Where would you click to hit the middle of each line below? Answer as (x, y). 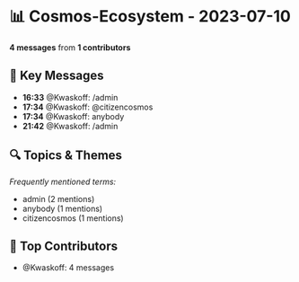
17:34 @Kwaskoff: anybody (73, 116)
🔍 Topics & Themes (66, 156)
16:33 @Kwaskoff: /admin (70, 97)
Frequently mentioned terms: (63, 181)
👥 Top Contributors (64, 246)
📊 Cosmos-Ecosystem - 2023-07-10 (150, 17)
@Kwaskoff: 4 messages (68, 268)
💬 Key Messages (57, 76)
